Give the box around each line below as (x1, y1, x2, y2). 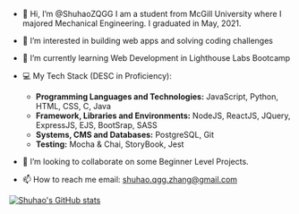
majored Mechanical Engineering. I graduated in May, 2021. (21, 18, 242, 29)
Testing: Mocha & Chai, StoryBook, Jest (35, 139, 184, 150)
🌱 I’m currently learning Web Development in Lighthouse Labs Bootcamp (21, 53, 291, 63)
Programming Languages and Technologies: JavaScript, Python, (35, 91, 279, 102)
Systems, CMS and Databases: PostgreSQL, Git (35, 130, 215, 140)
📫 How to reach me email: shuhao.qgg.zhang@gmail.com (21, 175, 238, 184)
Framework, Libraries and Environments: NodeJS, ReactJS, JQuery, (35, 110, 291, 121)
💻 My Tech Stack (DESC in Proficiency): (21, 71, 172, 81)
